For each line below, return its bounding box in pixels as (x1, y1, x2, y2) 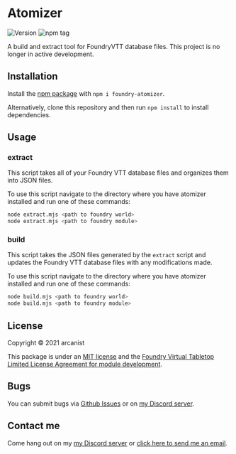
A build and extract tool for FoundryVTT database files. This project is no (7, 42, 220, 50)
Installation (7, 70, 58, 82)
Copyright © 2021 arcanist (7, 339, 85, 347)
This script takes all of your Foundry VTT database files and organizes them (7, 168, 229, 177)
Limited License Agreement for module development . (7, 360, 163, 369)
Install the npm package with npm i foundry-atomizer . (7, 89, 165, 97)
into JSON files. (7, 176, 53, 185)
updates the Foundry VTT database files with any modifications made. (7, 258, 213, 267)
